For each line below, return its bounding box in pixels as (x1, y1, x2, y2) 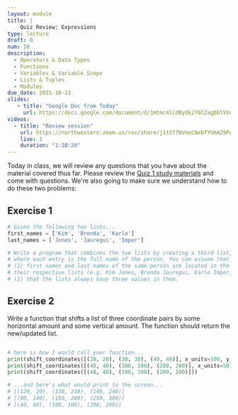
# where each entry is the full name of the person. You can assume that (7, 256, 230, 263)
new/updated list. (7, 329, 58, 337)
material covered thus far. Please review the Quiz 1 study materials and (7, 169, 214, 178)
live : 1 (20, 135, 42, 142)
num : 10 (7, 43, 30, 50)
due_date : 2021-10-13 (7, 89, 72, 96)
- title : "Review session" (13, 122, 93, 130)
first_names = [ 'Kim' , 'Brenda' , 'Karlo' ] (7, 229, 135, 237)
